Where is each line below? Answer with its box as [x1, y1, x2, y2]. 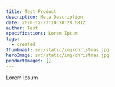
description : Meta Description [6, 14, 83, 20]
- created [11, 42, 35, 48]
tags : [6, 36, 19, 42]
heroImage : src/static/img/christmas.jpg [6, 52, 110, 58]
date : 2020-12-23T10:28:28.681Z [6, 19, 86, 25]
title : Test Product [6, 8, 57, 15]
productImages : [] [6, 58, 51, 63]
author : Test [6, 25, 38, 31]
